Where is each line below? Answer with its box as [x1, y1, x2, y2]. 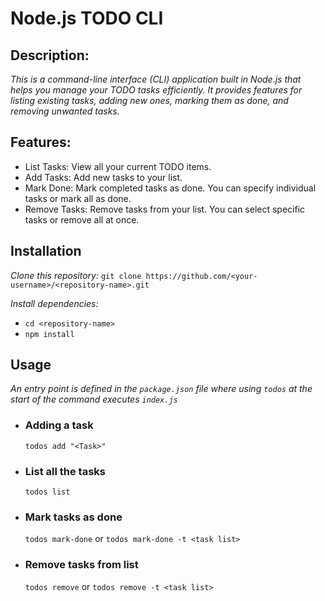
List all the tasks [24, 464, 106, 478]
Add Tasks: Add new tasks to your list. [24, 171, 183, 183]
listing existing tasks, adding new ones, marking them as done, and [10, 95, 289, 106]
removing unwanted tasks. [10, 105, 120, 117]
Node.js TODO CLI [10, 7, 164, 30]
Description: [10, 47, 90, 64]
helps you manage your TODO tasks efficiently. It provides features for [10, 84, 303, 96]
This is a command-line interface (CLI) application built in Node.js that [10, 73, 302, 85]
